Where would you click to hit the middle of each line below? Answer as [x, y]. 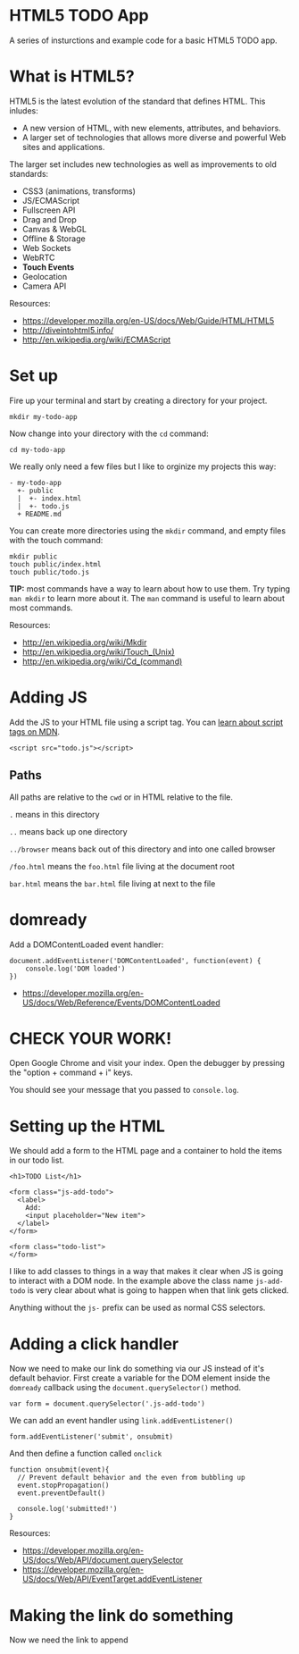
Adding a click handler [94, 1343]
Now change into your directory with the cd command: [109, 433]
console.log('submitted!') [67, 1509]
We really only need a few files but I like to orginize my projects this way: [143, 466]
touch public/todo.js [50, 572]
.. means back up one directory [68, 831]
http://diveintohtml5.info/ [68, 330]
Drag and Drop [50, 219]
